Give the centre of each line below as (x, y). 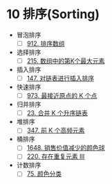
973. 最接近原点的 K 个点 (62, 96)
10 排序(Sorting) (53, 14)
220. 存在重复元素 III (56, 156)
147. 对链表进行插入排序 (60, 78)
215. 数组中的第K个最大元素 (66, 61)
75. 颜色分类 (44, 174)
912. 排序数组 (46, 43)
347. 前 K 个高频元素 (56, 131)
